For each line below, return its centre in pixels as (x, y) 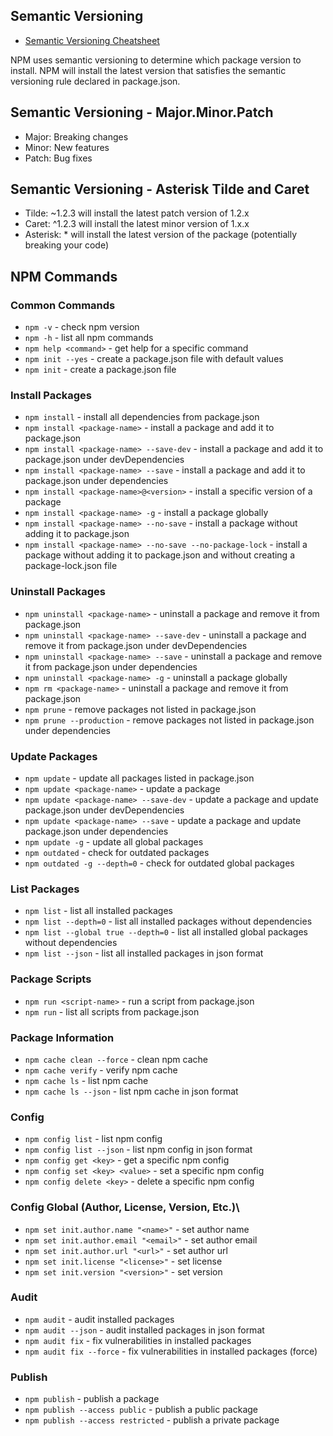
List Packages (45, 889)
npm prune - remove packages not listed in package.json (140, 709)
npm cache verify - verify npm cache (101, 1070)
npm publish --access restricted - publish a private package (152, 1420)
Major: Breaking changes (76, 136)
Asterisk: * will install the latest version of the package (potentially (160, 235)
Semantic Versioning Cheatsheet (92, 40)
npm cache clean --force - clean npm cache (116, 1059)
